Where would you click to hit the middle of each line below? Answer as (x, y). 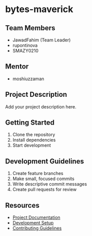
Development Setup (33, 223)
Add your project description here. (41, 106)
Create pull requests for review (44, 190)
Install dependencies (34, 140)
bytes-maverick (39, 9)
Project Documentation (36, 217)
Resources (22, 205)
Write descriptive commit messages (50, 184)
